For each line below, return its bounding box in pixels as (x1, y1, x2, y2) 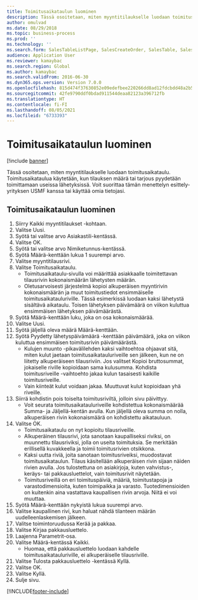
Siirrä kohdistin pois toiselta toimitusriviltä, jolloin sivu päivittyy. (15, 395, 168, 402)
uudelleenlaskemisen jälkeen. (15, 514, 87, 521)
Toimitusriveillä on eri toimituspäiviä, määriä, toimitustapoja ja (24, 476, 173, 483)
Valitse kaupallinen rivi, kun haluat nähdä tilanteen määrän (15, 508, 156, 515)
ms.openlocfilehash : (6, 85, 58, 91)
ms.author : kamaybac (6, 69, 58, 75)
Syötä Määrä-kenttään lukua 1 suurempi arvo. (15, 251, 125, 258)
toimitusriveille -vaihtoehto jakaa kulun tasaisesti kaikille (24, 370, 160, 377)
